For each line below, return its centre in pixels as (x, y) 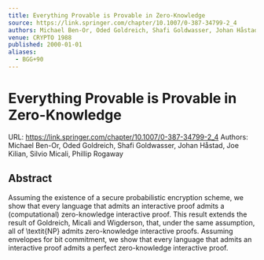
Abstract (30, 178)
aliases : (22, 52)
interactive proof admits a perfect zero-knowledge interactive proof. (118, 247)
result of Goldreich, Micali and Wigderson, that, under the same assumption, (132, 222)
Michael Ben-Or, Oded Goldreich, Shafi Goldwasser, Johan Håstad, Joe (124, 145)
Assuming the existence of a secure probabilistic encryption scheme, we (126, 197)
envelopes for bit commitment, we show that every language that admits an (130, 239)
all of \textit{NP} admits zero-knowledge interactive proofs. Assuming (121, 231)
